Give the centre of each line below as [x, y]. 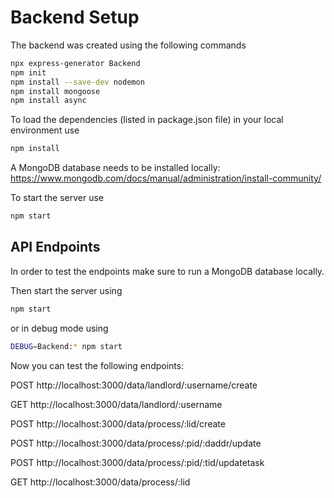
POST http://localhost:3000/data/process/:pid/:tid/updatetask [137, 462]
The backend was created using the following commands [128, 45]
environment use [45, 130]
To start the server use [57, 198]
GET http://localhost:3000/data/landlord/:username [116, 404]
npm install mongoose [55, 91]
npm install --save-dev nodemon [77, 82]
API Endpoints [55, 247]
